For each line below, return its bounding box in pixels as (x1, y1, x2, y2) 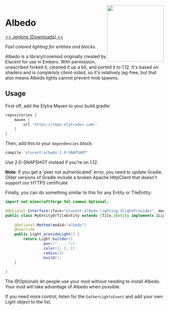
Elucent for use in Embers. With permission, (5, 58, 96, 65)
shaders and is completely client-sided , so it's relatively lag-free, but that (5, 69, 157, 75)
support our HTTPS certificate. (5, 180, 69, 185)
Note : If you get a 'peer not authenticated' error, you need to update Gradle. (5, 169, 163, 175)
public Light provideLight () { (14, 232, 80, 237)
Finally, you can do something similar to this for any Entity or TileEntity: (5, 190, 152, 196)
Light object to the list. (5, 299, 52, 305)
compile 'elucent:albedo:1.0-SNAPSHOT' (5, 150, 89, 155)
